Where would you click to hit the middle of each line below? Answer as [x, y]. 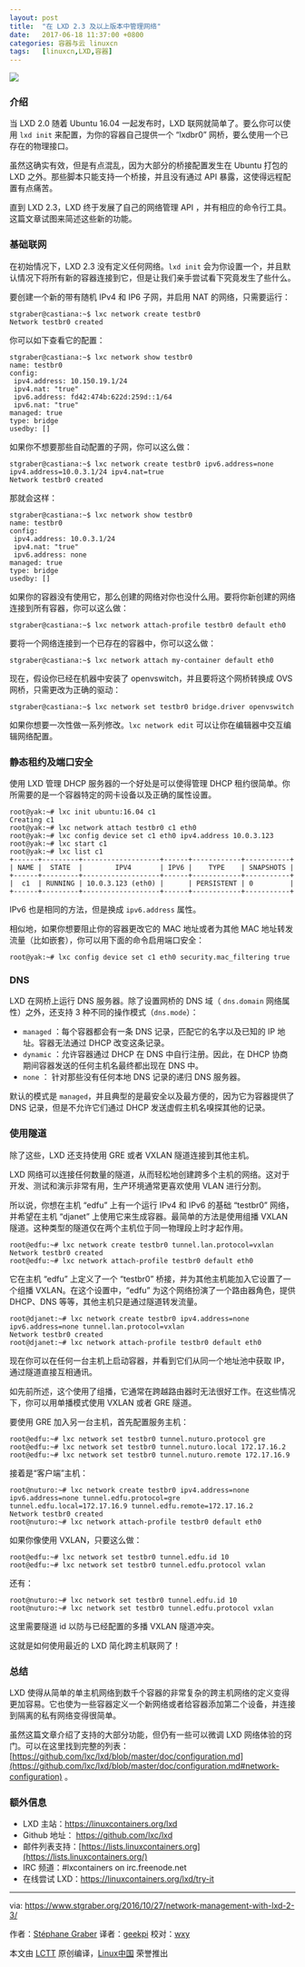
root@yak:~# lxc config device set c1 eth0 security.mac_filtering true [150, 958]
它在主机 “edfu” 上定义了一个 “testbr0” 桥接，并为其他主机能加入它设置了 [147, 1279]
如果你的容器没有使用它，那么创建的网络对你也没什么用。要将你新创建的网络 [152, 597]
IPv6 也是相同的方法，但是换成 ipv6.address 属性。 [105, 910]
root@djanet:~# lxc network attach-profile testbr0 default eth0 [135, 1342]
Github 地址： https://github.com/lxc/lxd [98, 1835]
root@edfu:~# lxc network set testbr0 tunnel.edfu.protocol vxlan [138, 1565]
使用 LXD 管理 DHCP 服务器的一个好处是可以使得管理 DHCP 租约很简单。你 [150, 784]
